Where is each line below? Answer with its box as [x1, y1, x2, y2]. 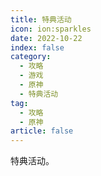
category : [10, 52, 52, 62]
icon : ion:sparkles [10, 24, 92, 34]
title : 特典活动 [10, 14, 72, 25]
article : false [10, 126, 74, 136]
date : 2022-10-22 [10, 33, 83, 43]
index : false [10, 42, 65, 53]
